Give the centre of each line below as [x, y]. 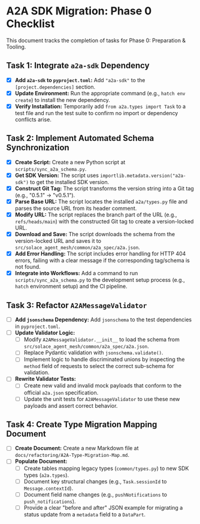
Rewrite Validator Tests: [45, 379]
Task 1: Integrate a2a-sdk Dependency [78, 66]
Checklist [31, 24]
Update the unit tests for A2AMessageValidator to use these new [102, 399]
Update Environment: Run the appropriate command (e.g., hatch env [100, 93]
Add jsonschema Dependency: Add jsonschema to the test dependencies [103, 320]
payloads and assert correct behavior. [71, 405]
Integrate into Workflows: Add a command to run [76, 273]
